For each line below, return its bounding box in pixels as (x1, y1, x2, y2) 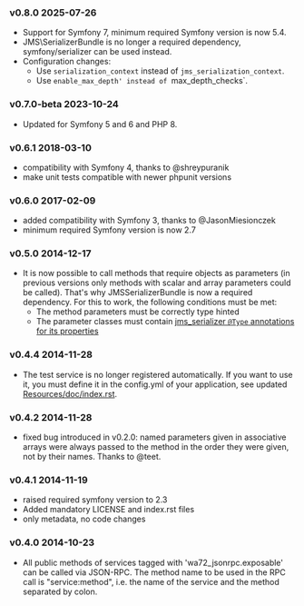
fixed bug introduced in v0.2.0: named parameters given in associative (22, 432, 287, 442)
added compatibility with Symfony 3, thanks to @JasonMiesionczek (22, 215, 277, 226)
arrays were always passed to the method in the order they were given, (22, 442, 289, 452)
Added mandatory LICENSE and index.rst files (22, 504, 195, 515)
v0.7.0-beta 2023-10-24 (9, 98, 120, 111)
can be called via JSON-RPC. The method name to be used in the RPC (22, 566, 286, 578)
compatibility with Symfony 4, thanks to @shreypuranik (22, 162, 230, 173)
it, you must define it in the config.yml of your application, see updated (22, 379, 288, 390)
